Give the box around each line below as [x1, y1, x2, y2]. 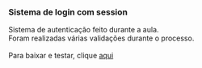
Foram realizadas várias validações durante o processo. [8, 33, 195, 43]
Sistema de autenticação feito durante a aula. [8, 25, 159, 35]
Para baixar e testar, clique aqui [8, 51, 114, 61]
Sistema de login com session [8, 6, 128, 18]
